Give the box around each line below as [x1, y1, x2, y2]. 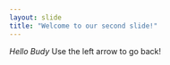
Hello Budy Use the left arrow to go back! [9, 45, 162, 56]
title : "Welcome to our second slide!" [9, 21, 158, 30]
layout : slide [9, 12, 63, 22]
